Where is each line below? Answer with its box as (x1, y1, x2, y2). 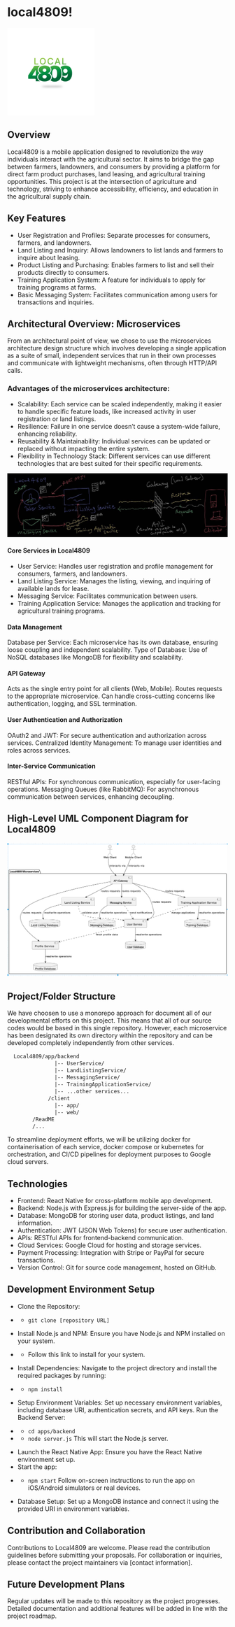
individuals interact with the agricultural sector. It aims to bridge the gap (7, 155, 215, 163)
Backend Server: (17, 1413, 66, 1421)
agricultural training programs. (17, 606, 106, 616)
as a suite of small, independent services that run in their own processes (7, 351, 217, 360)
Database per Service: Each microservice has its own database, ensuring (7, 638, 218, 647)
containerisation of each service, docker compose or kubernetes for (7, 1143, 204, 1151)
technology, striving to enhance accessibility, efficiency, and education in (7, 185, 219, 193)
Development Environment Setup (7, 1284, 155, 1295)
